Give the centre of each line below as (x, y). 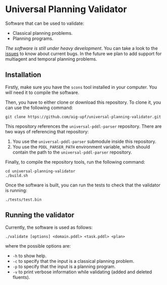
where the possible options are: (38, 246)
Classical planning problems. (43, 33)
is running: (16, 190)
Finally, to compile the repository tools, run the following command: (75, 162)
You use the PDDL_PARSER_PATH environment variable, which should (81, 147)
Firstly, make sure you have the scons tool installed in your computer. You (81, 87)
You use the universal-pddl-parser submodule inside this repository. (84, 141)
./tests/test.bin (23, 200)
